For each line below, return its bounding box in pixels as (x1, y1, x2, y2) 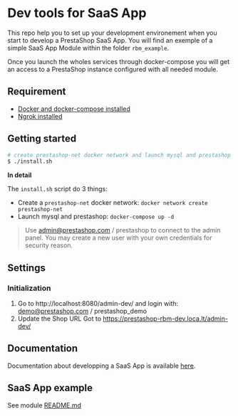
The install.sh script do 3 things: (7, 185, 108, 193)
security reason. (24, 241, 73, 250)
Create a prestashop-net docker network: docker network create (17, 198, 208, 207)
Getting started (7, 133, 77, 145)
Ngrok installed (17, 112, 63, 120)
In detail (7, 171, 32, 179)
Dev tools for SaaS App (7, 5, 147, 21)
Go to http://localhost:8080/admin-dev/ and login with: (17, 299, 179, 307)
